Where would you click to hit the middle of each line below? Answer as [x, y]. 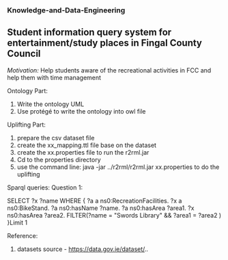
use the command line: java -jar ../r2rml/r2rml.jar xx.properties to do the [118, 167]
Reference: [23, 235]
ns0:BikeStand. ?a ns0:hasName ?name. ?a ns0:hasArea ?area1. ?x [101, 208]
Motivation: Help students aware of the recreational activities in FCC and [109, 70]
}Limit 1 [17, 222]
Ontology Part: [27, 90]
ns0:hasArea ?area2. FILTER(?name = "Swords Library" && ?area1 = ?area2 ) [114, 215]
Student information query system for [89, 32]
